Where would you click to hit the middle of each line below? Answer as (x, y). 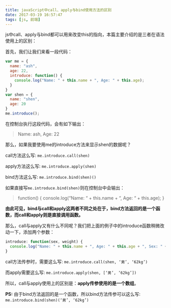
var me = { (17, 62)
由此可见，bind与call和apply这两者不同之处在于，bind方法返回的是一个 (81, 208)
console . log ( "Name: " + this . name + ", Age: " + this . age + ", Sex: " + (89, 246)
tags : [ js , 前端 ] (23, 19)
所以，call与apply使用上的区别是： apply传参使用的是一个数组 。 (72, 283)
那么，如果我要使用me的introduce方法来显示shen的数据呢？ (68, 144)
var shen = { (19, 95)
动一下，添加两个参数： (30, 232)
